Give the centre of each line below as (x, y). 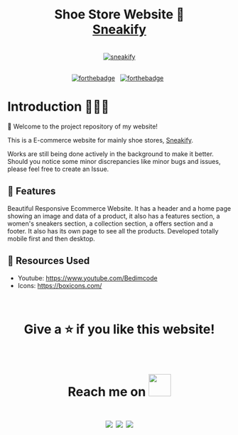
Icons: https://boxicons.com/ (60, 285)
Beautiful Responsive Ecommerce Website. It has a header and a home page (119, 208)
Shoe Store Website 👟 (119, 15)
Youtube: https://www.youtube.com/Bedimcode (87, 278)
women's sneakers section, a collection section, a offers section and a (110, 224)
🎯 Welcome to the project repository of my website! (83, 126)
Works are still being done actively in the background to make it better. (111, 154)
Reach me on (107, 391)
